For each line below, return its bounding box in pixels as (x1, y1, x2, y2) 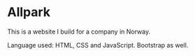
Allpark (7, 4, 51, 20)
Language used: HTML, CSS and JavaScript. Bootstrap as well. (7, 41, 189, 49)
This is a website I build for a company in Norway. (7, 27, 151, 36)
